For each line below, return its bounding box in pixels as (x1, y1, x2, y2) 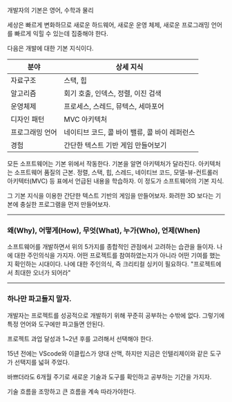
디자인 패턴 (10, 115, 45, 124)
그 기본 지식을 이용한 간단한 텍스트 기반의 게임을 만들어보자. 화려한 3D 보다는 (7, 192, 214, 199)
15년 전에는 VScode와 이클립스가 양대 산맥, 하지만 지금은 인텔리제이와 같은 (7, 349, 209, 358)
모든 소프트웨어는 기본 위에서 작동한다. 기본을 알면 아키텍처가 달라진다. (7, 160, 197, 167)
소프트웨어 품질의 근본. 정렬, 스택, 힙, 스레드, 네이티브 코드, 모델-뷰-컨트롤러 (14, 168, 219, 176)
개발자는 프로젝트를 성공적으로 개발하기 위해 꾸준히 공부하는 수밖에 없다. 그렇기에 (7, 311, 225, 320)
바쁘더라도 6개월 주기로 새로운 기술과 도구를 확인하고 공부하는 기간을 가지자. (7, 372, 212, 381)
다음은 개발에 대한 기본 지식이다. (7, 44, 95, 52)
